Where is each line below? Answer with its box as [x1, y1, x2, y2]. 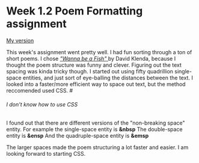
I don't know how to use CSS [6, 100, 78, 108]
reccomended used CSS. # [6, 87, 73, 94]
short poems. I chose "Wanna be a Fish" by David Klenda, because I [6, 55, 176, 62]
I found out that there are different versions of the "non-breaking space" [6, 119, 185, 127]
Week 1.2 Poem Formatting [6, 4, 143, 18]
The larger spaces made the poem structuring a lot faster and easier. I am [6, 144, 189, 151]
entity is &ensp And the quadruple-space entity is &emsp [6, 132, 149, 140]
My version [6, 37, 34, 44]
